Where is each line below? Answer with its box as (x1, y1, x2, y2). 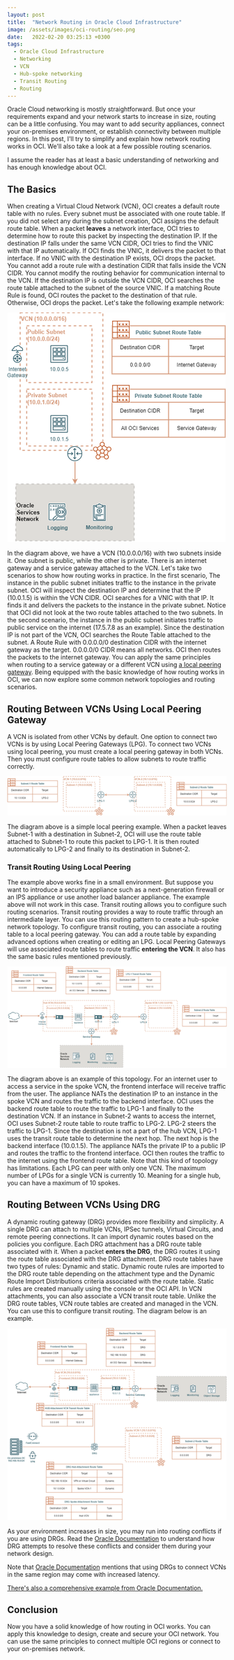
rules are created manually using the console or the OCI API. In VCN (7, 1284, 203, 1293)
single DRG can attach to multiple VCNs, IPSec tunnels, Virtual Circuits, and (7, 1224, 224, 1233)
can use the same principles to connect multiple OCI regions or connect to (7, 1637, 221, 1646)
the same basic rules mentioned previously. (7, 952, 132, 961)
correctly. (7, 762, 35, 771)
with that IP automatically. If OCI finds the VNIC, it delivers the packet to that (7, 247, 226, 255)
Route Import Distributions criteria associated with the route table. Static (7, 1277, 214, 1285)
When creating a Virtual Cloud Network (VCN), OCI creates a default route (7, 202, 220, 210)
